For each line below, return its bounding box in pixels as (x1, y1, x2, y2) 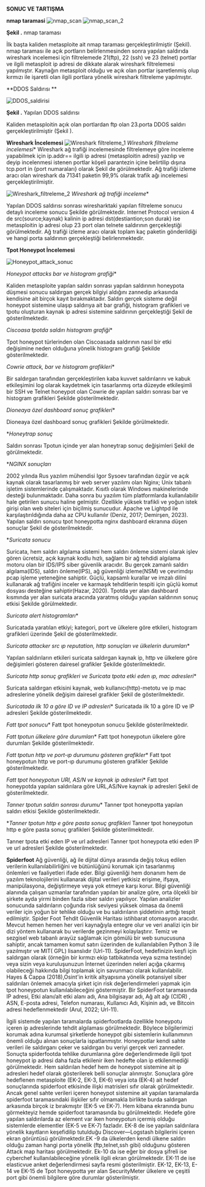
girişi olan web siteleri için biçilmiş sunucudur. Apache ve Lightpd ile (6, 505, 179, 512)
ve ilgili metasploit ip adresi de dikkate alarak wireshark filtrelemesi (6, 61, 175, 67)
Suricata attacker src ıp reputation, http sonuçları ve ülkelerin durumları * (6, 642, 190, 649)
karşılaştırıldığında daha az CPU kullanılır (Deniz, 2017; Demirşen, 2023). (6, 511, 188, 518)
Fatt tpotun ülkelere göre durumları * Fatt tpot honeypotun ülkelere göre (6, 733, 185, 740)
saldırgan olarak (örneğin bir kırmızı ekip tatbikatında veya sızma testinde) (6, 954, 193, 961)
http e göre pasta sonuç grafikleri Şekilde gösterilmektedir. (6, 826, 154, 833)
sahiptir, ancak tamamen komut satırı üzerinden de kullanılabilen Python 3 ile (6, 941, 199, 948)
